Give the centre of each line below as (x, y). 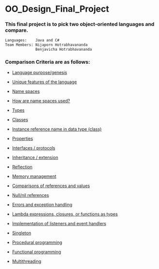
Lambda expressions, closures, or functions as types (65, 214)
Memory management (34, 176)
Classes (20, 120)
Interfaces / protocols (34, 148)
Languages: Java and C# (32, 40)
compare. (17, 30)
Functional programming (37, 252)
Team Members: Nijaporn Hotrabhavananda (47, 45)
